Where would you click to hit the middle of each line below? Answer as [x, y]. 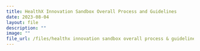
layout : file [22, 22]
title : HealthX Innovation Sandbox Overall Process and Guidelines [92, 11]
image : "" [18, 33]
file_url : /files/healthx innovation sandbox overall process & [87, 39]
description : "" [26, 28]
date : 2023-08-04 [28, 17]
